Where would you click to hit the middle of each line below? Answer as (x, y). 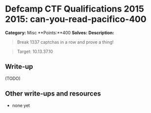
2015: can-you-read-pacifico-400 (76, 19)
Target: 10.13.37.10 (35, 51)
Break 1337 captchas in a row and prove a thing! (65, 42)
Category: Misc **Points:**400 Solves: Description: (60, 32)
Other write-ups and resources (53, 94)
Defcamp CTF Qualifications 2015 (75, 9)
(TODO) (13, 78)
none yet (21, 105)
